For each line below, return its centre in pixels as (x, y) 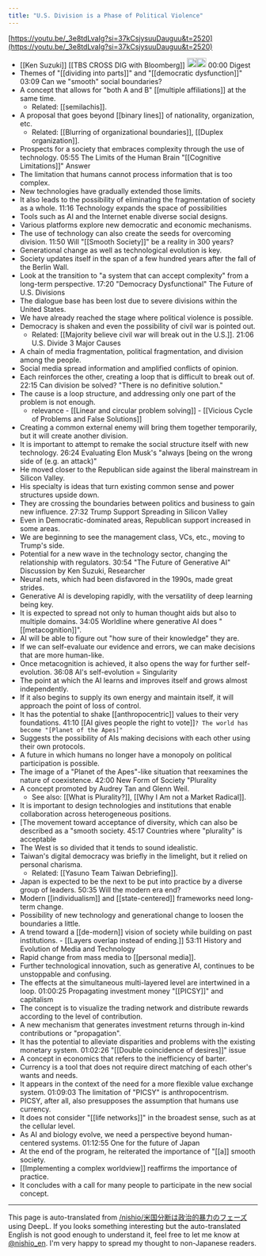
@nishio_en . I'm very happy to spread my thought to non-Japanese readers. (133, 1243)
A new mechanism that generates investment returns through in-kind (132, 1025)
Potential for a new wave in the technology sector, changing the (123, 554)
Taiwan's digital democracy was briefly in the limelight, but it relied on (133, 856)
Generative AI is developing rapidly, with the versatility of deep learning (136, 596)
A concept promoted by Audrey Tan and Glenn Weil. (104, 789)
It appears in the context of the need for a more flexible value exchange (136, 1084)
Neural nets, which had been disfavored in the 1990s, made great (126, 580)
